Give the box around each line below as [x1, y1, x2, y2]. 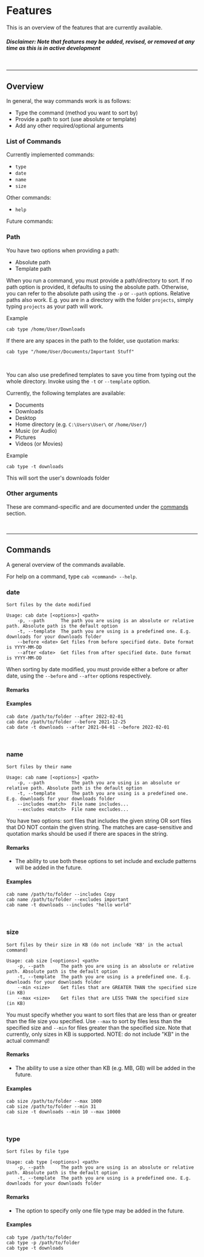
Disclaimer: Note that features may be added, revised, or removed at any [6, 38, 195, 45]
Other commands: [6, 194, 52, 201]
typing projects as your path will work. [6, 303, 104, 310]
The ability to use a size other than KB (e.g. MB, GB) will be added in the [15, 1064, 195, 1071]
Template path [15, 265, 52, 272]
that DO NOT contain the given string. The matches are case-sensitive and [6, 824, 193, 831]
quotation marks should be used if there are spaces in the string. [6, 830, 168, 838]
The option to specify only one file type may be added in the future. [15, 1206, 185, 1214]
